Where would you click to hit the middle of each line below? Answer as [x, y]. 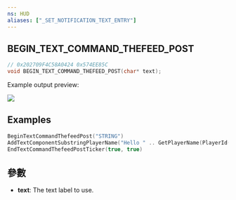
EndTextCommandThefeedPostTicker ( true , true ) [75, 149]
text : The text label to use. [55, 190]
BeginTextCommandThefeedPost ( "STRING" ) [66, 136]
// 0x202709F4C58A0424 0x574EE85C [58, 65]
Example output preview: [43, 85]
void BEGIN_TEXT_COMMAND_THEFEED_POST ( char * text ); [84, 72]
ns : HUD [19, 14]
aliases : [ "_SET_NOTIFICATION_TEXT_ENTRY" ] [72, 20]
